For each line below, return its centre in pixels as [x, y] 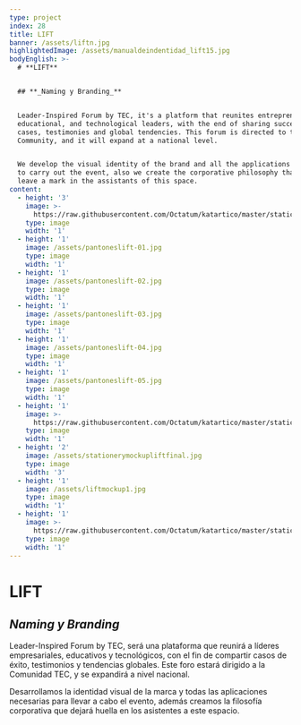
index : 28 [28, 26]
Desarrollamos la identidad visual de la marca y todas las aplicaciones [138, 692]
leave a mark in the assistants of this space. [108, 181]
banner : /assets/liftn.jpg [60, 43]
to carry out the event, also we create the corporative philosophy [148, 173]
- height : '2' [43, 448]
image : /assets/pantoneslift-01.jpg [94, 248]
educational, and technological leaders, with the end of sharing [144, 124]
